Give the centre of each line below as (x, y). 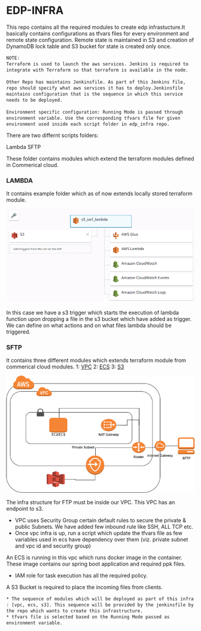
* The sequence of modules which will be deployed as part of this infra (100, 599)
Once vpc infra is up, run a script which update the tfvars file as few (98, 533)
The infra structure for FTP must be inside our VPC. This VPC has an (91, 502)
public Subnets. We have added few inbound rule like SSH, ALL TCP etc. (104, 527)
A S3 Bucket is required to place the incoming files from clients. (85, 587)
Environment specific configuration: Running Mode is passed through (95, 112)
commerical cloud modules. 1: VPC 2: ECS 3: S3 (65, 367)
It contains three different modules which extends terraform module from (96, 360)
